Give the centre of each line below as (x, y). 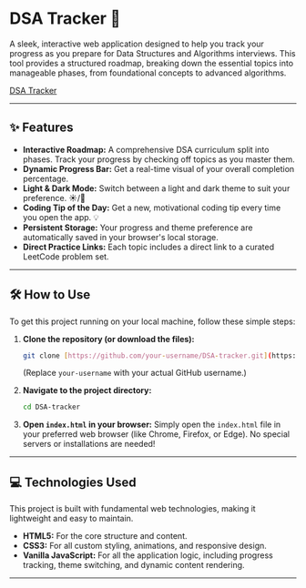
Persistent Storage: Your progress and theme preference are (138, 228)
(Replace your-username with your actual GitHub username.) (135, 373)
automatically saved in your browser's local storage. (120, 237)
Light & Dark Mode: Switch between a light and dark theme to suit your (156, 188)
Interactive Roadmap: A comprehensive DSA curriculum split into (146, 149)
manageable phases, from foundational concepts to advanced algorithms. (148, 73)
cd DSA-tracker (51, 407)
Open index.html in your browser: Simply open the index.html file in (152, 425)
